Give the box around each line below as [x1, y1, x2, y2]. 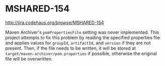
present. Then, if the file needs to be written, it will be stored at [5, 45, 136, 51]
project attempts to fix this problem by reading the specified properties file [5, 34, 160, 40]
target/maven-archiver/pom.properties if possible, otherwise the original [5, 50, 157, 56]
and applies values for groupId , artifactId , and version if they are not [5, 39, 151, 45]
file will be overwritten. [5, 55, 53, 61]
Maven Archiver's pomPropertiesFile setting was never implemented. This [5, 29, 159, 35]
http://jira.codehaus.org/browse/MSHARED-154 [5, 19, 104, 25]
